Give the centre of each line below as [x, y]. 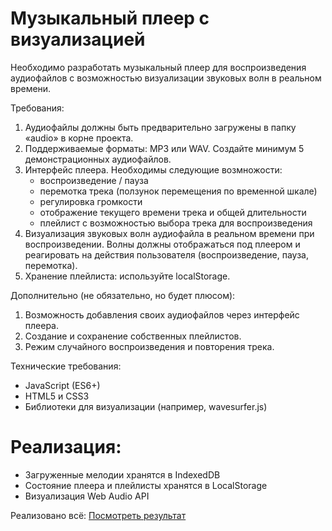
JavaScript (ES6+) [62, 385]
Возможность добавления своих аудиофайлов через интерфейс [162, 314]
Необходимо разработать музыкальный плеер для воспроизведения [158, 67]
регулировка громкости [91, 201]
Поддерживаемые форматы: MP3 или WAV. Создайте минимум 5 [164, 148]
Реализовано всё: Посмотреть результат [98, 515]
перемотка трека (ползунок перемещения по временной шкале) [178, 191]
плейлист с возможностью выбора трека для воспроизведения [176, 223]
